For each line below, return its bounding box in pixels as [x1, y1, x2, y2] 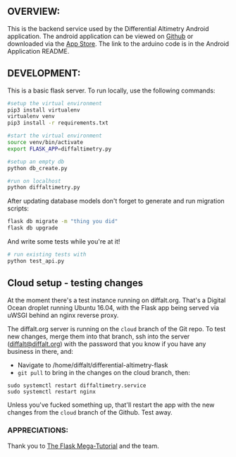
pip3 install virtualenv [7, 106, 80, 114]
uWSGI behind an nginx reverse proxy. [7, 311, 119, 319]
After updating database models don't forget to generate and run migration [7, 197, 225, 206]
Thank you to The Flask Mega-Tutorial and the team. [7, 441, 160, 450]
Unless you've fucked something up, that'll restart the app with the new [7, 400, 215, 409]
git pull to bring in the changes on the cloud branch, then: [17, 368, 190, 376]
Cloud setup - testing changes [7, 277, 144, 289]
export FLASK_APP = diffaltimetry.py [7, 145, 112, 153]
